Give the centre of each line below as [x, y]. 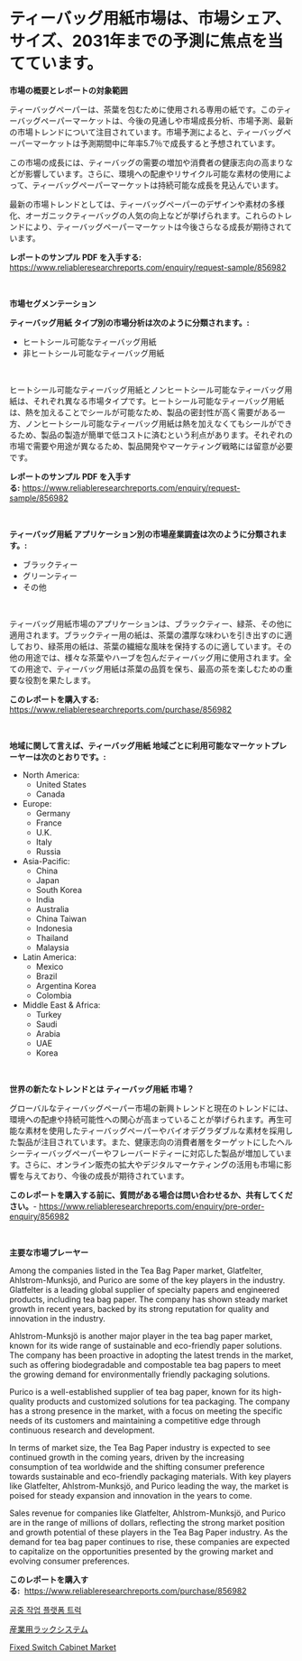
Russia [48, 851]
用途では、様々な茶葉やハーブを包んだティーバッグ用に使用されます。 [154, 657]
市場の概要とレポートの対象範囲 [69, 90]
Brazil [46, 976]
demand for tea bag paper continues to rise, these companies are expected [150, 1541]
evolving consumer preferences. [70, 1561]
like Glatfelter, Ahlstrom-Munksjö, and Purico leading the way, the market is [149, 1486]
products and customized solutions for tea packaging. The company [163, 1401]
